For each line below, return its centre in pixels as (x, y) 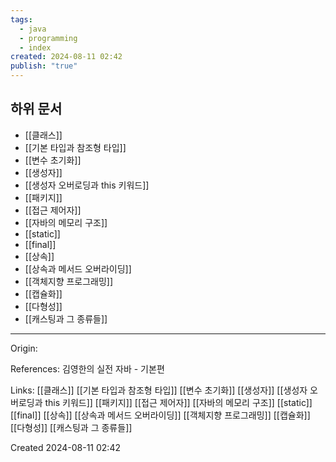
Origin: (24, 348)
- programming (48, 38)
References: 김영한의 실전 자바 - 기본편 (87, 368)
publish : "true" (44, 66)
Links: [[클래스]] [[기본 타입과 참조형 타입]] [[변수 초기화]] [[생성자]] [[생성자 (159, 390)
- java (33, 29)
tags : (21, 19)
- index (35, 47)
